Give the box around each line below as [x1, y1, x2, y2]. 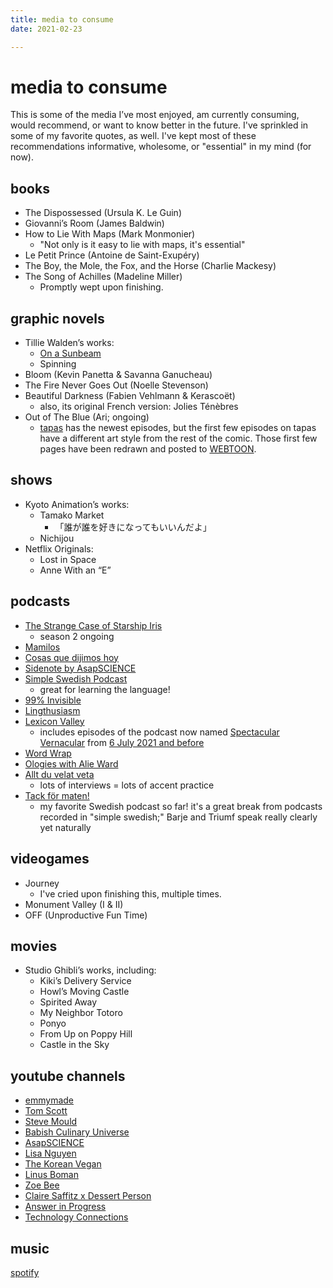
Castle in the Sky [39, 1039, 110, 1051]
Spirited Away [39, 996, 98, 1008]
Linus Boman [24, 1169, 79, 1181]
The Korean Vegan [24, 1158, 102, 1170]
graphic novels [10, 310, 105, 327]
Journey [24, 877, 60, 889]
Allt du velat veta [24, 768, 95, 780]
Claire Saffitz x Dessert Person [24, 1190, 152, 1202]
